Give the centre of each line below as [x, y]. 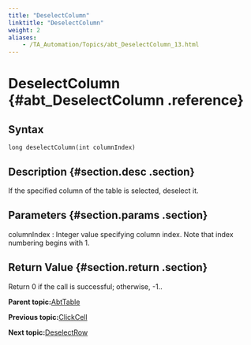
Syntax [26, 130]
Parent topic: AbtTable [44, 302]
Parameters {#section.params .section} [108, 215]
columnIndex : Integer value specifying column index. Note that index [121, 234]
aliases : [22, 37]
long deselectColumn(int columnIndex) [72, 148]
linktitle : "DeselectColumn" [56, 23]
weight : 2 [24, 30]
